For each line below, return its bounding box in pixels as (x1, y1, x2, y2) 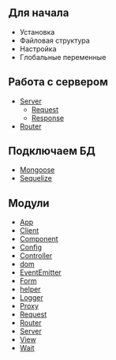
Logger (19, 293, 43, 302)
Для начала (8, 6, 69, 20)
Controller (19, 251, 53, 261)
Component (19, 234, 58, 244)
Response (31, 113, 65, 122)
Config (19, 242, 42, 252)
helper (19, 284, 41, 294)
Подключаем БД (8, 144, 96, 158)
